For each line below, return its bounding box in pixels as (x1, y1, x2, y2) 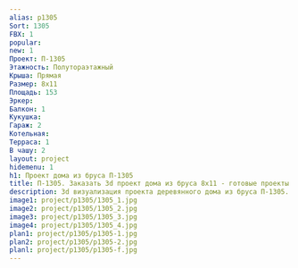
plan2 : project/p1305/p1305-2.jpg (9, 238, 138, 247)
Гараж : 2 (9, 121, 42, 130)
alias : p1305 (9, 13, 58, 22)
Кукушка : (9, 113, 42, 121)
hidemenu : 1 (9, 163, 54, 172)
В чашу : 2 (9, 146, 46, 155)
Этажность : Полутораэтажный (9, 63, 114, 72)
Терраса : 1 (9, 138, 50, 147)
